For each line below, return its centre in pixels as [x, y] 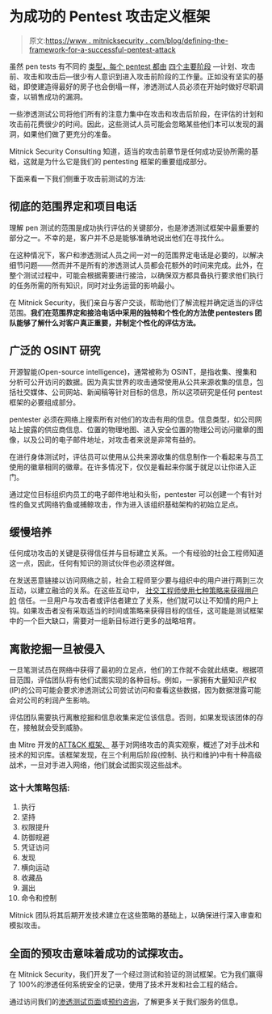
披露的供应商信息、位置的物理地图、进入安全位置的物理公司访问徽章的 [140, 429]
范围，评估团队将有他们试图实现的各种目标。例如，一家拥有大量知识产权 [136, 680]
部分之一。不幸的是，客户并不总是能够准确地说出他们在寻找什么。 [119, 238]
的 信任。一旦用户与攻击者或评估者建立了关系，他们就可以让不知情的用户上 [134, 600]
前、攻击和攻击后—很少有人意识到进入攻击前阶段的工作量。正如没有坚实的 [133, 76]
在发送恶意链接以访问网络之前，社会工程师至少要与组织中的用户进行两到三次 [136, 580]
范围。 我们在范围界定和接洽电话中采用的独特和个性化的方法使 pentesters [131, 312]
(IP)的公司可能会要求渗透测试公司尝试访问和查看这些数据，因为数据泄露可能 [135, 690]
